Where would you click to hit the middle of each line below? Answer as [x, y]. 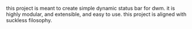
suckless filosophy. [29, 20]
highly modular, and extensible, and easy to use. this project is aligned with [96, 14]
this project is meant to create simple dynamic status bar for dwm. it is [90, 8]
